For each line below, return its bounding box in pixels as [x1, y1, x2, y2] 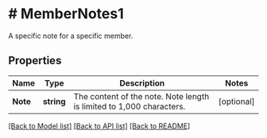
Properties [8, 54, 62, 67]
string [42, 96, 66, 107]
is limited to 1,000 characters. [73, 101, 186, 112]
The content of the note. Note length [73, 90, 210, 102]
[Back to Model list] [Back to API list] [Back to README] [8, 121, 191, 131]
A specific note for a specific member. [8, 31, 133, 40]
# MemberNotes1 [8, 5, 125, 23]
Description [119, 77, 165, 88]
